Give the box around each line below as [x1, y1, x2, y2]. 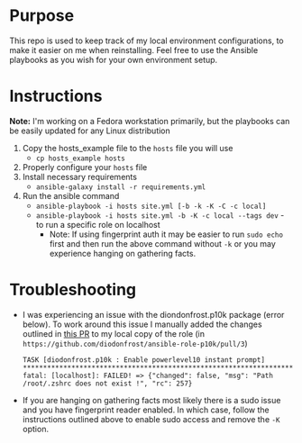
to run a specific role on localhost [35, 219, 160, 230]
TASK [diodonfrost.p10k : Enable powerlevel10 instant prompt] [22, 355, 266, 365]
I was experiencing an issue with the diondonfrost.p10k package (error [22, 309, 285, 320]
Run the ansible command [22, 190, 120, 201]
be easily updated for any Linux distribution [9, 125, 171, 136]
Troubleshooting [9, 280, 137, 300]
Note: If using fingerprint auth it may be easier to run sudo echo [49, 229, 284, 240]
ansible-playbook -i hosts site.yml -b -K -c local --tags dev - [35, 209, 285, 221]
